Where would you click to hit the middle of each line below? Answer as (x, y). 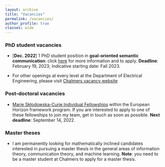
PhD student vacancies (33, 45)
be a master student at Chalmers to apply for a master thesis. (74, 159)
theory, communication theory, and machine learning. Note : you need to (85, 154)
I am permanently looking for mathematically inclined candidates (78, 143)
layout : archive (22, 10)
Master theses (23, 133)
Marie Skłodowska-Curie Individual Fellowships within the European (81, 104)
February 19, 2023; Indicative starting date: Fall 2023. (66, 66)
